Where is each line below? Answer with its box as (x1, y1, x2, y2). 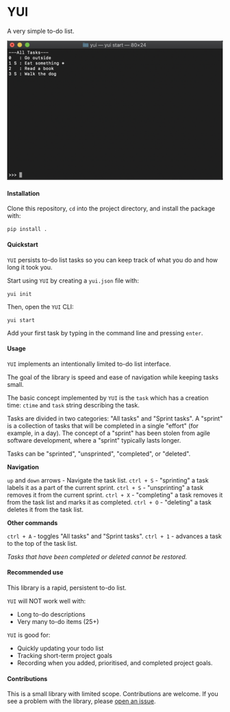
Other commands (7, 518, 58, 526)
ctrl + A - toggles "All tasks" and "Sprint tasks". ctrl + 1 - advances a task (7, 532, 222, 540)
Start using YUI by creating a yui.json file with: (7, 276, 139, 285)
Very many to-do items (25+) (16, 617, 99, 625)
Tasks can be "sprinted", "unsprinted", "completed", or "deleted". (7, 449, 191, 458)
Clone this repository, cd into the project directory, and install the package (7, 204, 216, 213)
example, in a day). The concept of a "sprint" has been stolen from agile (7, 429, 211, 437)
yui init (7, 290, 32, 298)
